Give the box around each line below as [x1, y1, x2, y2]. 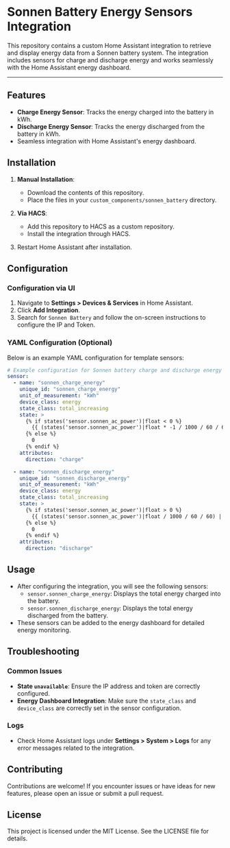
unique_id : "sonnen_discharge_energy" [19, 475, 130, 482]
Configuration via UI [7, 283, 75, 292]
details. [7, 834, 28, 843]
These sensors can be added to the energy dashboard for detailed [16, 618, 205, 626]
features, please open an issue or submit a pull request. [7, 789, 164, 797]
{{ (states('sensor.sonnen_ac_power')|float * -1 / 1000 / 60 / [31, 424, 219, 431]
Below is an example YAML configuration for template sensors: [7, 353, 185, 362]
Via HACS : [16, 209, 48, 217]
